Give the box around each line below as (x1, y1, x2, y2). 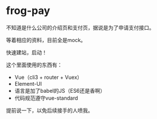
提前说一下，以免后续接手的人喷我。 (6, 107, 93, 114)
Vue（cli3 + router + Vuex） (14, 73, 83, 80)
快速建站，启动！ (6, 48, 47, 56)
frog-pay (6, 4, 51, 17)
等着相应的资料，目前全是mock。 (6, 36, 86, 43)
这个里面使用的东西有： (6, 61, 62, 68)
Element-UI (14, 80, 42, 87)
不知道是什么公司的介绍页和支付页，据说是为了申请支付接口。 (6, 24, 155, 31)
